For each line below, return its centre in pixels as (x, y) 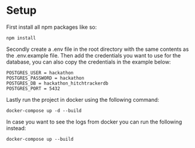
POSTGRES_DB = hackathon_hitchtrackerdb (58, 83)
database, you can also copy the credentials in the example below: (88, 62)
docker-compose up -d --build (44, 111)
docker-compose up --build (40, 139)
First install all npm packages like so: (52, 27)
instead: (16, 128)
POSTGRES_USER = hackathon (40, 73)
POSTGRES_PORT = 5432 (33, 88)
